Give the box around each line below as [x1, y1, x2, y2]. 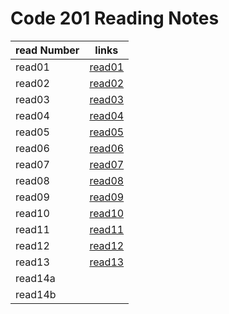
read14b [15, 287, 57, 301]
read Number [15, 43, 80, 57]
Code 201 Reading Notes [10, 7, 220, 30]
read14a [15, 271, 56, 285]
